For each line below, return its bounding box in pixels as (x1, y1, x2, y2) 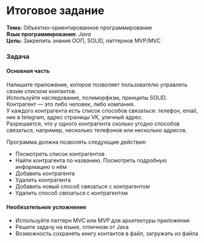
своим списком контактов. (6, 88, 77, 95)
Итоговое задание (6, 4, 105, 18)
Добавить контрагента (15, 170, 75, 178)
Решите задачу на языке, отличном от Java (15, 223, 129, 231)
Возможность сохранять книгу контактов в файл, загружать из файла (15, 230, 198, 237)
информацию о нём (15, 163, 67, 171)
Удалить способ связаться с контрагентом (15, 189, 128, 196)
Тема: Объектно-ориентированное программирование (6, 24, 153, 31)
